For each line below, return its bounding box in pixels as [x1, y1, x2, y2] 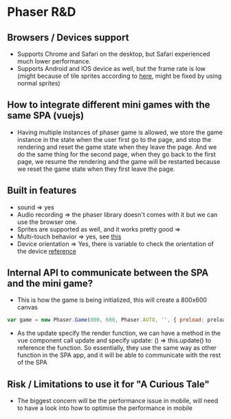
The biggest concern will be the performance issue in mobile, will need [16, 397, 219, 405]
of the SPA [16, 358, 47, 367]
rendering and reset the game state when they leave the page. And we [16, 143, 217, 151]
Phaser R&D [7, 4, 76, 20]
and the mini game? [7, 278, 93, 289]
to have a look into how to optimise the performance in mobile [16, 404, 193, 412]
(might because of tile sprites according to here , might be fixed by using [16, 72, 222, 80]
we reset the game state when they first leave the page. [16, 165, 175, 173]
